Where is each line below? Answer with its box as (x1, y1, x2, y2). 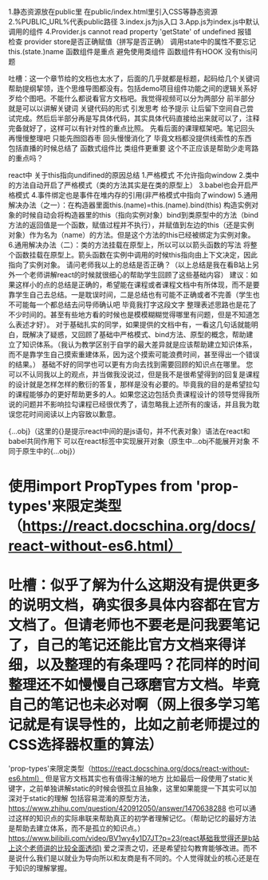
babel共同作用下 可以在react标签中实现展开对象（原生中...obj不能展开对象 (8, 437, 250, 446)
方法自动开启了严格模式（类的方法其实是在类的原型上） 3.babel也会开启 (14, 180, 251, 190)
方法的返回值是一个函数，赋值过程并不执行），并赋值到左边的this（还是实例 (8, 220, 254, 230)
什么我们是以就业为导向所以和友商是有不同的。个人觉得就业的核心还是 (22, 854, 253, 863)
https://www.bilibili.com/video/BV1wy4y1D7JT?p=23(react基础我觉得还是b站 (8, 834, 260, 843)
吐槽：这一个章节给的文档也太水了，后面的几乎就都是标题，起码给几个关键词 (8, 74, 260, 83)
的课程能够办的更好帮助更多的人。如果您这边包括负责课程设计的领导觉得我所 (8, 390, 260, 399)
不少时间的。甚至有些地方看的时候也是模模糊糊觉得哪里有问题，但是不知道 (8, 310, 253, 319)
